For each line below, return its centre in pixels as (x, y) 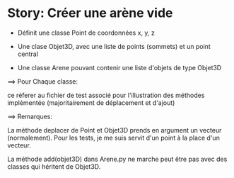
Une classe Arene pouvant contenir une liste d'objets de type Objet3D (119, 67)
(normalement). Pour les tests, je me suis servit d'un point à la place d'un (114, 138)
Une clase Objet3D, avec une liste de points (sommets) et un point (114, 46)
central (28, 54)
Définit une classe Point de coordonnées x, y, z (86, 33)
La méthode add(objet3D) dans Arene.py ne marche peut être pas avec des (117, 159)
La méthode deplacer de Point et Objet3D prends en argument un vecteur (115, 130)
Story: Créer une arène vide (90, 13)
